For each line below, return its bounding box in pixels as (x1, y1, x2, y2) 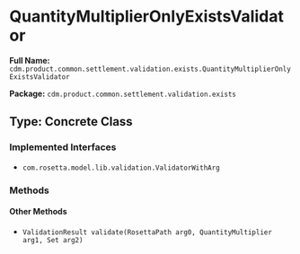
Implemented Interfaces (9, 141, 117, 153)
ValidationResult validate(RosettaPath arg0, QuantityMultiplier (22, 227, 272, 237)
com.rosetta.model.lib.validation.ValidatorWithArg (22, 163, 220, 172)
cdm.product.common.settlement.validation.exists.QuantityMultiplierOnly (9, 65, 292, 74)
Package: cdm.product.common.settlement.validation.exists (9, 88, 236, 99)
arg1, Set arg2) (22, 235, 84, 244)
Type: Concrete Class (9, 114, 133, 129)
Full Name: (9, 55, 50, 66)
